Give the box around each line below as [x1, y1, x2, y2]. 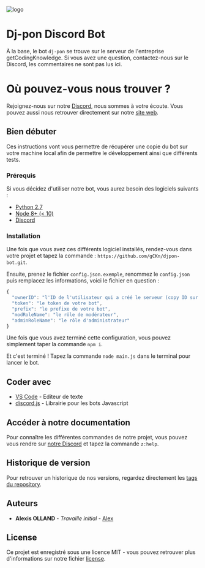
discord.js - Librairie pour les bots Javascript [15, 399, 129, 407]
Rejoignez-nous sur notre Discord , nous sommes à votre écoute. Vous [6, 102, 184, 110]
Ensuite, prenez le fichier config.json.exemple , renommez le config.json [6, 270, 190, 278]
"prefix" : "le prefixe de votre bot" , [12, 306, 111, 312]
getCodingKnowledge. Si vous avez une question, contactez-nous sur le [6, 54, 188, 61]
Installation [6, 232, 41, 240]
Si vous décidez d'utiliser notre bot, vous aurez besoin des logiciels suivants [6, 184, 199, 192]
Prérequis [6, 171, 36, 180]
